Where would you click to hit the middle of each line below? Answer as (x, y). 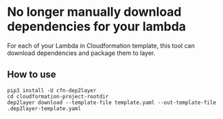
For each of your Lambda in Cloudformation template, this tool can (101, 45)
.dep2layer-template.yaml (44, 108)
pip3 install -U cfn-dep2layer (52, 90)
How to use (32, 75)
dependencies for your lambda (97, 26)
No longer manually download (94, 12)
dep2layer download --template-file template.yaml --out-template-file (111, 102)
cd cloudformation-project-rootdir (58, 96)
